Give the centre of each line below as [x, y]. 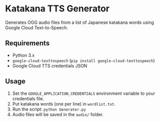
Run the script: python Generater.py [49, 109]
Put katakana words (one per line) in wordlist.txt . [64, 104]
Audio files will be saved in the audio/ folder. [58, 114]
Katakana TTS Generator [57, 9]
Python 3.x [23, 55]
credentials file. [28, 98]
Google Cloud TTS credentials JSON [50, 65]
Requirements [27, 43]
